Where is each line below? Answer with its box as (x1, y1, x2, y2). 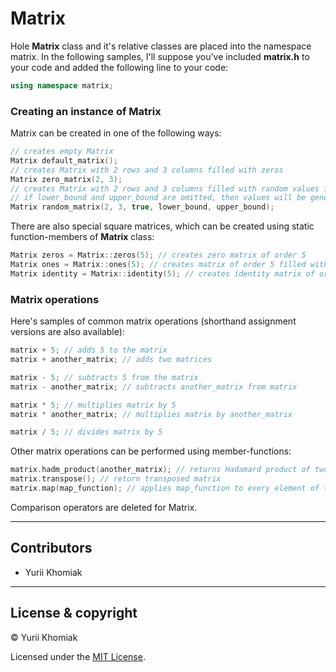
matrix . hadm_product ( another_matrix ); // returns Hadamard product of (10, 465, 311, 475)
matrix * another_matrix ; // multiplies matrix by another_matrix (10, 409, 293, 419)
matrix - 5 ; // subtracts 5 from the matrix (10, 372, 199, 382)
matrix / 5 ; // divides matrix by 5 (10, 427, 163, 437)
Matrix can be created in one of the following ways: (10, 127, 222, 139)
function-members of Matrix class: (10, 231, 155, 243)
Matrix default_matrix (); (10, 155, 118, 166)
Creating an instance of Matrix (10, 104, 162, 118)
